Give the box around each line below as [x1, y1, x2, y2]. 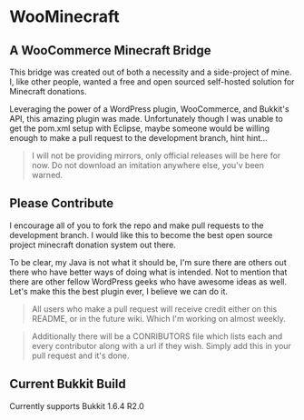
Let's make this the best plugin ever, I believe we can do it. [9, 285, 229, 296]
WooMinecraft [9, 6, 120, 27]
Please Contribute [9, 195, 114, 211]
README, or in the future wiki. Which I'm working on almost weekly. [31, 313, 286, 324]
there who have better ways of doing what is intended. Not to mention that [9, 266, 288, 277]
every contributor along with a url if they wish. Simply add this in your [31, 340, 292, 351]
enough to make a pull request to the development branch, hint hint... [9, 133, 268, 143]
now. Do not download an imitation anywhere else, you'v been [31, 160, 265, 170]
